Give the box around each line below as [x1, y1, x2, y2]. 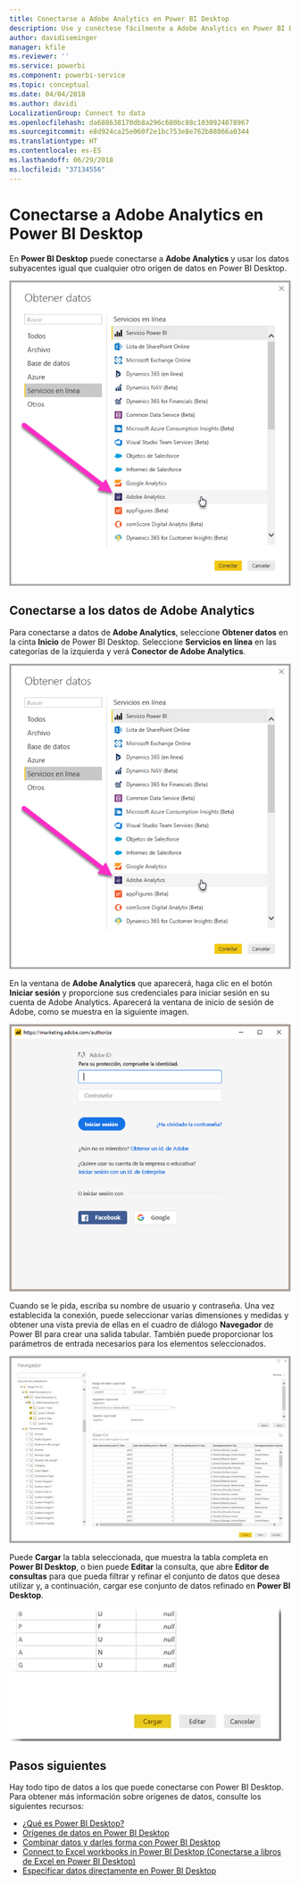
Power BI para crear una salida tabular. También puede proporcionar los [9, 1329, 274, 1340]
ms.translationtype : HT [9, 137, 98, 146]
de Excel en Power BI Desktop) [21, 1856, 137, 1867]
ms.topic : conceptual [9, 80, 90, 89]
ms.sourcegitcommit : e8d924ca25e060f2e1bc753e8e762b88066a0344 [9, 128, 250, 137]
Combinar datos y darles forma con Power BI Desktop [21, 1837, 221, 1848]
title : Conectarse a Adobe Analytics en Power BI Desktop [9, 14, 229, 23]
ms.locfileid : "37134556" [9, 165, 105, 174]
